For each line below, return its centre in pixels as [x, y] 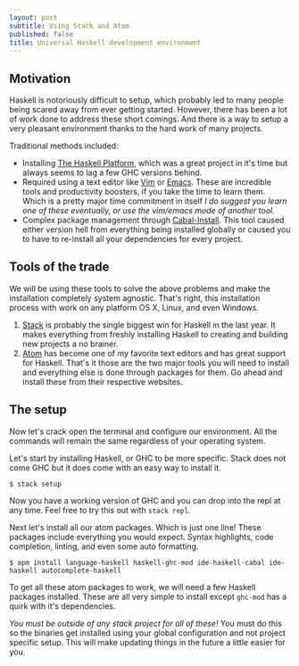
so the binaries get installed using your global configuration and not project [147, 633]
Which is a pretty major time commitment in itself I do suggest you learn [154, 201]
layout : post [33, 17]
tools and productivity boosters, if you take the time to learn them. [144, 192]
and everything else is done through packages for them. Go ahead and [152, 372]
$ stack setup [36, 484]
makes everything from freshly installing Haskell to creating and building [155, 334]
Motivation [40, 78]
